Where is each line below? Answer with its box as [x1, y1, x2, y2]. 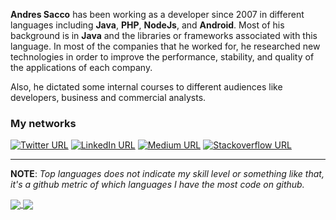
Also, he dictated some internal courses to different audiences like [10, 81, 283, 93]
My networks [10, 116, 77, 130]
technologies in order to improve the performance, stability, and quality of [10, 51, 315, 63]
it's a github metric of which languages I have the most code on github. [10, 179, 305, 191]
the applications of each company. [10, 62, 153, 73]
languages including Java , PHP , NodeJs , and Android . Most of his [10, 19, 285, 31]
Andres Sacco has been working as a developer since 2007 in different [10, 9, 305, 20]
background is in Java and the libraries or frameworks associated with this [10, 30, 318, 41]
